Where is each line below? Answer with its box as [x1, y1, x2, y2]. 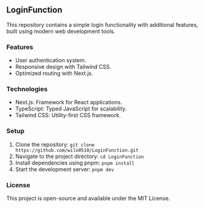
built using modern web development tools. [6, 27, 116, 35]
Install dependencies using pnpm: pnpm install [15, 159, 135, 167]
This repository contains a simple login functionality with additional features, [6, 21, 199, 28]
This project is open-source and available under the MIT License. [6, 195, 170, 202]
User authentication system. [15, 57, 87, 64]
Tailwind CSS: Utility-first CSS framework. [15, 112, 121, 119]
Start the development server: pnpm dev [15, 165, 114, 173]
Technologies [6, 85, 48, 93]
